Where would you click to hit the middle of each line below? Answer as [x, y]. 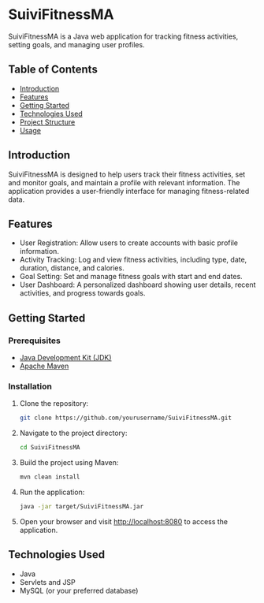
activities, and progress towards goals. [82, 293]
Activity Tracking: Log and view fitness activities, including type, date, [133, 260]
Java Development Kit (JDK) [65, 358]
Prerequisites [34, 341]
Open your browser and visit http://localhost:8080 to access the [124, 521]
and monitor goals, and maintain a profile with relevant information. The [124, 182]
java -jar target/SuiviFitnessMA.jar [82, 506]
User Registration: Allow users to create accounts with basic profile [129, 243]
